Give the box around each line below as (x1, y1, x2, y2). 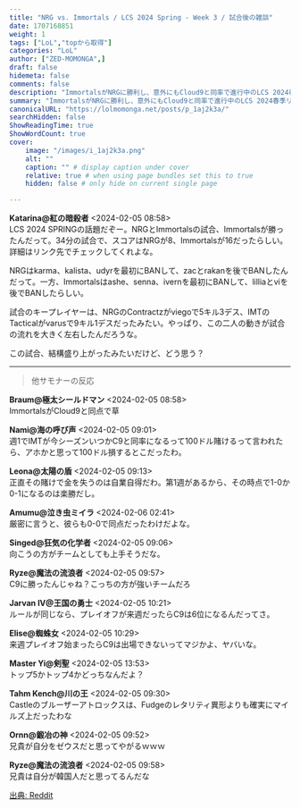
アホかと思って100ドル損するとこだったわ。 (24, 447, 187, 458)
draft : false (9, 63, 58, 72)
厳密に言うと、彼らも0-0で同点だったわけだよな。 (9, 518, 195, 529)
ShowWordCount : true (9, 130, 87, 139)
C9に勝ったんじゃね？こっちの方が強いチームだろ (9, 578, 191, 590)
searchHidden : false (9, 113, 87, 122)
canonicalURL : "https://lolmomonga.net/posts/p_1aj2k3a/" (9, 105, 229, 114)
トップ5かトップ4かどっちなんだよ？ (9, 670, 145, 680)
